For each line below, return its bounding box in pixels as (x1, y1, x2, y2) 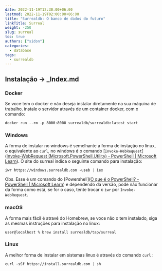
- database (9, 48, 32, 53)
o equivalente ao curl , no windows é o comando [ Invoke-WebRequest (5, 148, 142, 154)
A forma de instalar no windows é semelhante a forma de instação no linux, (5, 143, 156, 149)
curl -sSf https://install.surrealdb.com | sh (5, 261, 101, 266)
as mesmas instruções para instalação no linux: (5, 220, 100, 226)
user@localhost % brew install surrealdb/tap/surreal (5, 230, 117, 234)
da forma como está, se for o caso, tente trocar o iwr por (5, 187, 119, 193)
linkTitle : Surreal (5, 20, 45, 26)
